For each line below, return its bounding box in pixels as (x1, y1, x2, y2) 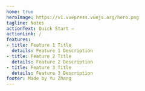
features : (6, 37, 31, 43)
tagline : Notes (6, 20, 45, 26)
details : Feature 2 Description (11, 59, 94, 65)
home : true (6, 8, 34, 15)
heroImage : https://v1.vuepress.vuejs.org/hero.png (6, 14, 139, 20)
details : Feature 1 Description (11, 48, 94, 54)
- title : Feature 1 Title (6, 43, 71, 48)
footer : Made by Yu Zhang (6, 75, 71, 81)
